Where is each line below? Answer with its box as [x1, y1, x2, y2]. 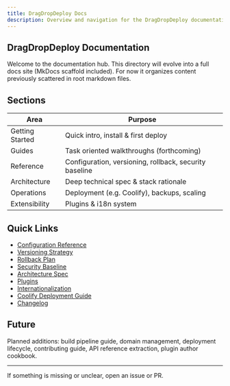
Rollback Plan [16, 255, 56, 263]
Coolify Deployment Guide [16, 291, 92, 300]
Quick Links [7, 222, 59, 234]
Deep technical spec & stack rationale [64, 177, 187, 186]
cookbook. [7, 351, 38, 360]
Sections [7, 94, 46, 106]
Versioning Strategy [16, 248, 73, 256]
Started [10, 135, 35, 145]
